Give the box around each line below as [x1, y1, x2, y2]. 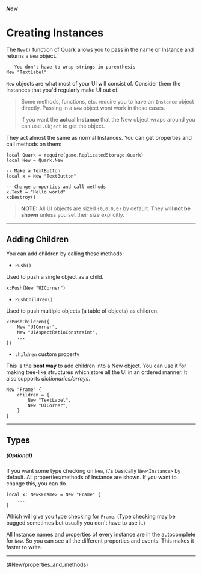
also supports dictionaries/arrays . [6, 375, 90, 382]
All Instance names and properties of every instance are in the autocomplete [6, 531, 196, 538]
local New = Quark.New [6, 157, 63, 163]
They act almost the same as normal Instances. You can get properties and [6, 134, 192, 141]
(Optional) [6, 452, 33, 459]
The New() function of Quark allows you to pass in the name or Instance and [6, 46, 194, 53]
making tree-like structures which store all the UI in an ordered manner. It [6, 369, 188, 376]
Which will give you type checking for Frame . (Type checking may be [6, 513, 176, 520]
